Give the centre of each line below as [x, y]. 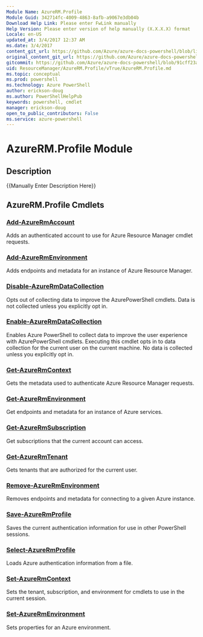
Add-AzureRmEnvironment [47, 257]
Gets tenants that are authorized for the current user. [72, 470]
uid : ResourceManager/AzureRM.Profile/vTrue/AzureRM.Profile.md [89, 68]
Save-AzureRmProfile [39, 515]
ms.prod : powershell [32, 79]
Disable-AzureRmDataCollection [55, 287]
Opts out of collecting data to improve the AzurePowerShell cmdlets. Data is [101, 299]
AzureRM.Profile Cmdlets [55, 205]
